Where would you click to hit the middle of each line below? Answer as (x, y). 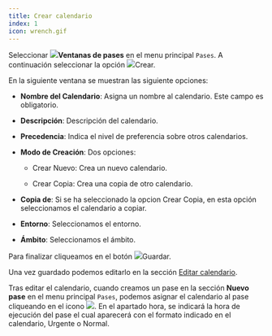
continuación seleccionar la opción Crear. (82, 65)
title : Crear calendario (50, 16)
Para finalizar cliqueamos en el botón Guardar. (90, 256)
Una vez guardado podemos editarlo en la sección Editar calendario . (123, 273)
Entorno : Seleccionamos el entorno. (81, 224)
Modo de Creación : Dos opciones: (78, 152)
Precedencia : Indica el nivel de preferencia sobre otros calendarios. (134, 137)
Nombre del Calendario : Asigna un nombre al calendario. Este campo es (142, 96)
